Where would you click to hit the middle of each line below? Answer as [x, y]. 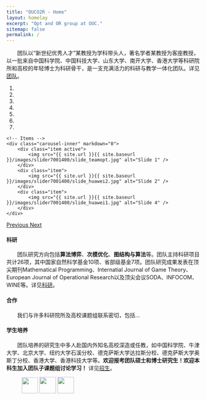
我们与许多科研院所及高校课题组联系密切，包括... [79, 315]
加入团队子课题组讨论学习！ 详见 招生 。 [66, 368]
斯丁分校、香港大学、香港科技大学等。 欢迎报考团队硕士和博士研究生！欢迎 [100, 360]
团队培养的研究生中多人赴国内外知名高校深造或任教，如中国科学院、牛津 [109, 345]
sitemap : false [26, 29]
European [19, 277]
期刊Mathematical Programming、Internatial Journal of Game [89, 270]
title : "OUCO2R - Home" [37, 12]
